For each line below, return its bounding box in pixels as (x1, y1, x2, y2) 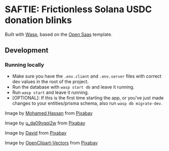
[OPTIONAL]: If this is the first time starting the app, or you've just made (12, 94, 164, 100)
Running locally (5, 61, 44, 68)
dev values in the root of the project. (12, 78, 89, 85)
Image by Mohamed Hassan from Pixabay (5, 110, 93, 116)
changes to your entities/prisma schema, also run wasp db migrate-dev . (12, 100, 163, 106)
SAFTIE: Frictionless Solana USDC (5, 4, 152, 15)
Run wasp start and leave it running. (12, 89, 89, 95)
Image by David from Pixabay (5, 130, 67, 136)
